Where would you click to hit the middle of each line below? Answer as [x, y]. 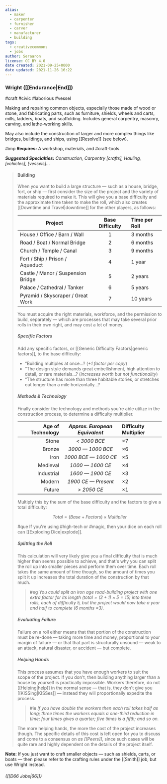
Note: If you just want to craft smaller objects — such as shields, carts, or [80, 754]
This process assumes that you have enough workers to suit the [83, 672]
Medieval [49, 466]
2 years [140, 276]
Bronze [51, 449]
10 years [141, 298]
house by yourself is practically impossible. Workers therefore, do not [88, 683]
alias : [12, 10]
